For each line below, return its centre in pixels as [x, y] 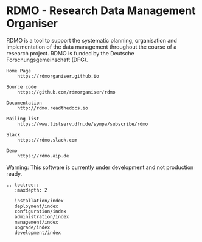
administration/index [42, 216]
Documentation [24, 103]
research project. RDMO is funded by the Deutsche [71, 53]
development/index [38, 233]
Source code [21, 87]
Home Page [19, 71]
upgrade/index [32, 227]
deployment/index [37, 206]
